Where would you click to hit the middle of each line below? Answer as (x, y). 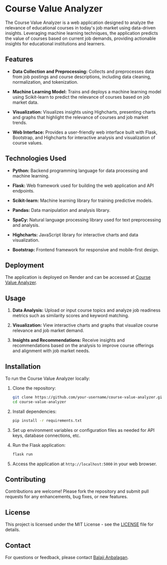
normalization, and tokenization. (45, 82)
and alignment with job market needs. (51, 351)
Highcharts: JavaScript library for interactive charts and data (75, 234)
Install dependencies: (34, 411)
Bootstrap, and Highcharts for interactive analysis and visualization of (84, 137)
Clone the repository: (34, 388)
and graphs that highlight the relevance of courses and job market (80, 117)
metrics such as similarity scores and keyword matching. (71, 316)
